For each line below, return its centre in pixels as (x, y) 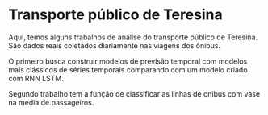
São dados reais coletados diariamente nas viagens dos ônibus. (114, 45)
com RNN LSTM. (36, 78)
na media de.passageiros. (51, 102)
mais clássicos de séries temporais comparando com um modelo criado (128, 69)
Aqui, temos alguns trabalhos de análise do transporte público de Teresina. (133, 37)
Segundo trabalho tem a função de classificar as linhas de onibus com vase (134, 93)
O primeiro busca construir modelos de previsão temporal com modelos (128, 61)
